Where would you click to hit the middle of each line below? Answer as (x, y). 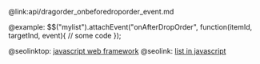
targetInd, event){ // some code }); (65, 36)
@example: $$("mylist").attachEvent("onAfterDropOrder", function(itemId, (130, 27)
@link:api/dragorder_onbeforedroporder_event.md (91, 12)
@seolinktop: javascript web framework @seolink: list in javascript (117, 51)
